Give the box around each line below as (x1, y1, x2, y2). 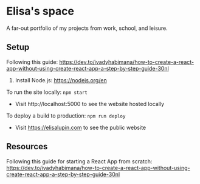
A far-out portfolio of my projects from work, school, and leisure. (6, 24, 168, 32)
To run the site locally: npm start (6, 88, 88, 96)
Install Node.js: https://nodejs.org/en (15, 76, 108, 83)
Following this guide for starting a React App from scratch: (6, 157, 153, 165)
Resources (6, 141, 48, 152)
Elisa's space (6, 4, 75, 18)
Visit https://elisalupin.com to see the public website (15, 124, 147, 131)
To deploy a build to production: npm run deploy (6, 111, 126, 119)
